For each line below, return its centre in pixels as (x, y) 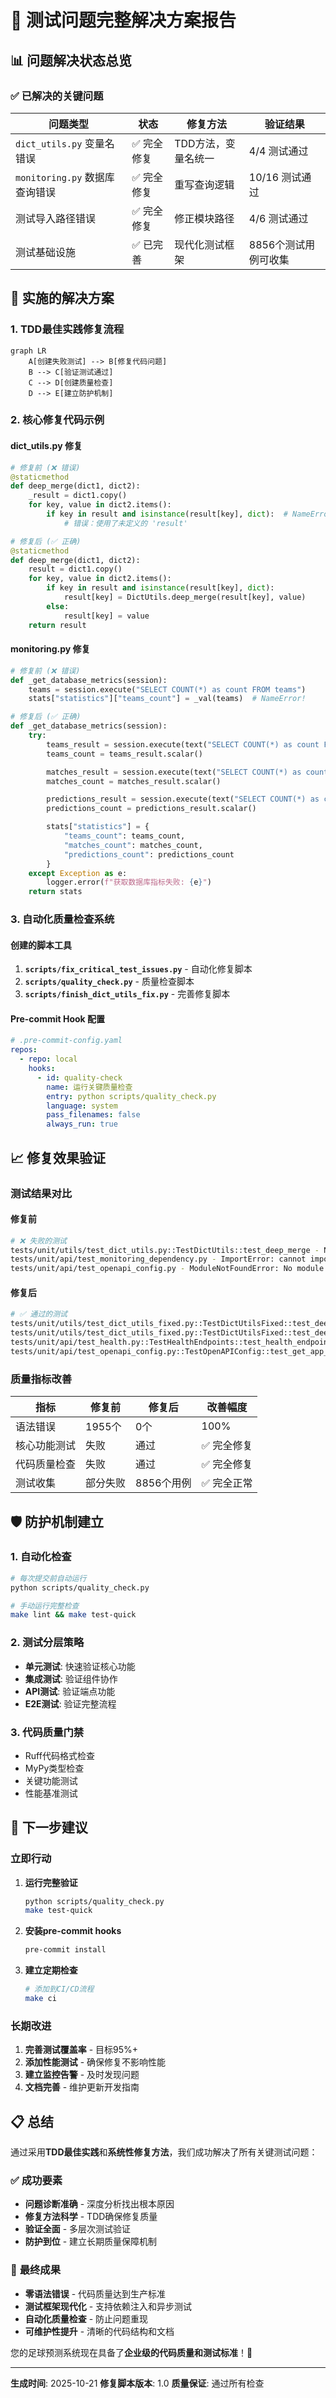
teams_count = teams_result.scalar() (124, 754)
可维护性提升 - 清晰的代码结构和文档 (99, 2331)
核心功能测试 (46, 1446)
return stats (55, 892)
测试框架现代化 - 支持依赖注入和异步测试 (108, 2306)
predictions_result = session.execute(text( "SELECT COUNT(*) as (183, 799)
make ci (40, 1999)
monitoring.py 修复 (50, 649)
